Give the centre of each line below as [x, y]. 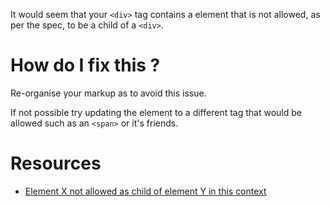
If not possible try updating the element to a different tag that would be [156, 112]
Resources [56, 163]
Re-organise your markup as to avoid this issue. [108, 93]
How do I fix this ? [85, 65]
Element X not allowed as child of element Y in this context [145, 191]
